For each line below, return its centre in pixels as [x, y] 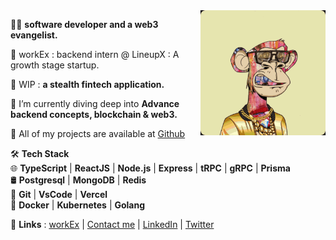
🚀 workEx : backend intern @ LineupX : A [95, 54]
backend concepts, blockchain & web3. [94, 114]
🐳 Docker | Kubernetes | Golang [78, 205]
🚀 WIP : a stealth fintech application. [87, 84]
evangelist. [34, 35]
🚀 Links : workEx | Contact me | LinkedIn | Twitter [112, 224]
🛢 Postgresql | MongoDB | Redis [78, 180]
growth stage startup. [55, 65]
